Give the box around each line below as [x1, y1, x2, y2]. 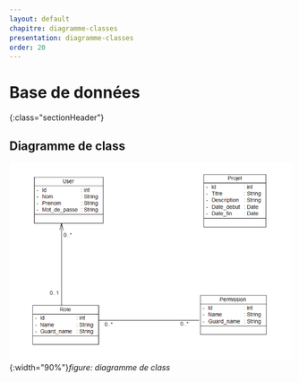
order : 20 [9, 43, 47, 52]
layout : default [9, 14, 70, 23]
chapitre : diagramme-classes [9, 23, 118, 33]
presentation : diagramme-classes [9, 33, 134, 42]
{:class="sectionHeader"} [9, 112, 105, 123]
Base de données [9, 82, 141, 103]
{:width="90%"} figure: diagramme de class [9, 361, 171, 372]
